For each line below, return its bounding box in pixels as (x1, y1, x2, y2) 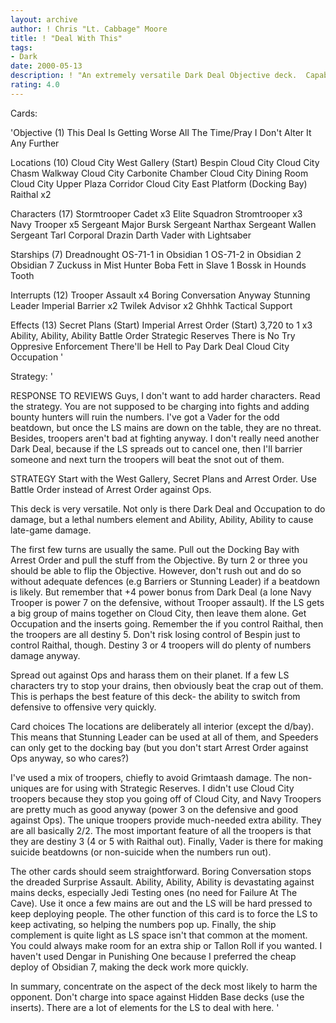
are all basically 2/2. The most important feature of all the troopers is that (10, 824, 312, 836)
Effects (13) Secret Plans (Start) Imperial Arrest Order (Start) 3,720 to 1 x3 (10, 319, 313, 331)
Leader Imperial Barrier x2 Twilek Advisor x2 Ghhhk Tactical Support (10, 299, 293, 311)
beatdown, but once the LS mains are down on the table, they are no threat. (10, 421, 322, 433)
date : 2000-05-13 (10, 61, 83, 71)
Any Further (10, 137, 60, 149)
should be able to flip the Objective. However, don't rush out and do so (10, 564, 302, 576)
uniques (10, 782, 44, 794)
